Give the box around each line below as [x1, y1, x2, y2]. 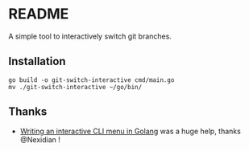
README [8, 5, 69, 23]
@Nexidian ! [19, 134, 60, 145]
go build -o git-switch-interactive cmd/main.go [8, 75, 175, 84]
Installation [8, 55, 66, 68]
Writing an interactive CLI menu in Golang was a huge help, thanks [19, 126, 242, 136]
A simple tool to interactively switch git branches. [8, 31, 172, 41]
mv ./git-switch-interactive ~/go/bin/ [8, 83, 143, 91]
